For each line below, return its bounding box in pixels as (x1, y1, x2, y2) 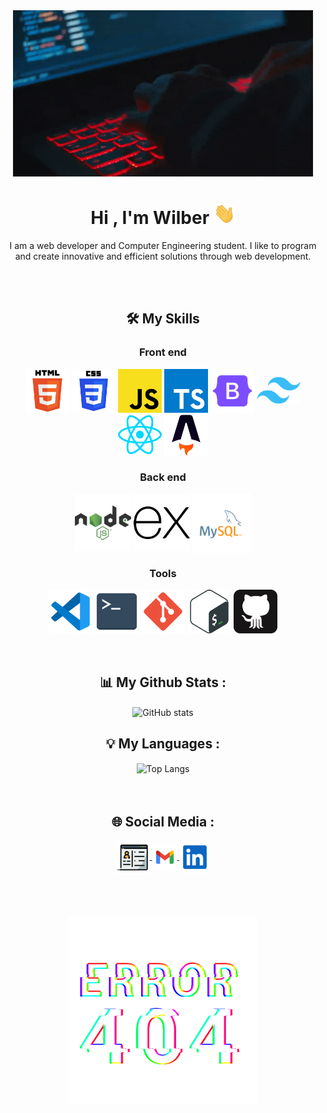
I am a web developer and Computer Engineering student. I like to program (9, 239, 317, 251)
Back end (139, 470, 187, 484)
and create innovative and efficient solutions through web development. (14, 250, 312, 262)
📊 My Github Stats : (99, 674, 227, 691)
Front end (139, 345, 187, 359)
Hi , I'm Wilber (90, 207, 210, 229)
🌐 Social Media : (111, 813, 215, 830)
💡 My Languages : (105, 735, 221, 753)
